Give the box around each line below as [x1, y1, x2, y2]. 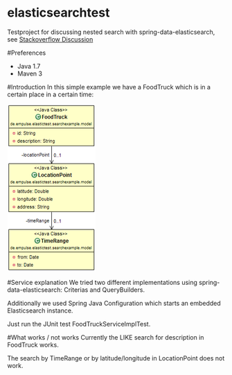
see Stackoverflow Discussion [7, 35, 93, 43]
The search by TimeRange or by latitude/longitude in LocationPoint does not [7, 354, 225, 362]
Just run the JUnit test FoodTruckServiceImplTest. [7, 320, 151, 328]
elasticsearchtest [7, 5, 110, 21]
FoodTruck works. [7, 340, 59, 349]
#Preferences [7, 49, 46, 57]
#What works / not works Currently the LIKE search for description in [7, 333, 204, 341]
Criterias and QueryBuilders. [63, 286, 145, 294]
